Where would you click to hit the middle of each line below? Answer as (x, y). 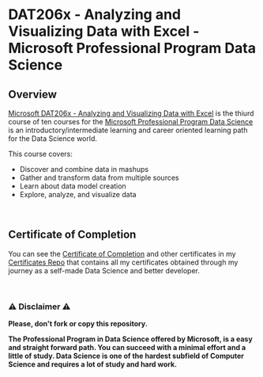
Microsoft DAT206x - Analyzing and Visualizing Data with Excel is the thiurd (131, 113)
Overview (33, 94)
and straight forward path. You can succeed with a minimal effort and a (127, 348)
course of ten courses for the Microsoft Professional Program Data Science (131, 122)
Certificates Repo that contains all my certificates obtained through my (123, 262)
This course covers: (41, 154)
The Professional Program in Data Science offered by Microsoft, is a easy (130, 339)
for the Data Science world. (53, 139)
